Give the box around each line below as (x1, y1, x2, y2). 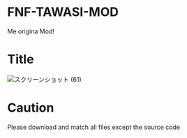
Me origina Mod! (7, 27, 54, 35)
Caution (7, 100, 54, 116)
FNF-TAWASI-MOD (7, 4, 119, 20)
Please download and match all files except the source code (7, 123, 180, 131)
